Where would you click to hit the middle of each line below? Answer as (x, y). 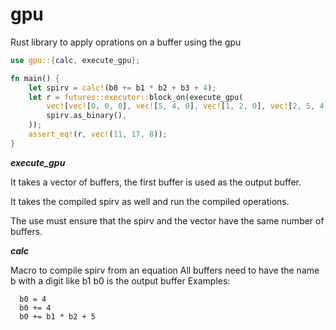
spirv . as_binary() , (87, 116)
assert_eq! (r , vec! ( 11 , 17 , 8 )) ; (98, 134)
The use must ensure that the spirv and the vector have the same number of (167, 220)
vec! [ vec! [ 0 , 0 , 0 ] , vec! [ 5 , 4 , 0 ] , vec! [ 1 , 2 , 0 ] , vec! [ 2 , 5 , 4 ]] (190, 106)
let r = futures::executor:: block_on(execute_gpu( (136, 97)
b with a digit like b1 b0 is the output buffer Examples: (120, 280)
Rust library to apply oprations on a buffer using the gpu (126, 42)
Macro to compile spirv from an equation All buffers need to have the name (165, 270)
